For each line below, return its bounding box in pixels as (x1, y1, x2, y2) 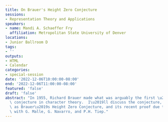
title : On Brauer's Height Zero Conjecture (5, 7, 97, 12)
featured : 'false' (5, 86, 43, 91)
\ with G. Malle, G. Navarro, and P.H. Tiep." (9, 109, 108, 115)
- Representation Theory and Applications (5, 16, 95, 21)
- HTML (5, 58, 19, 63)
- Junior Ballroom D (5, 40, 48, 45)
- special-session (5, 72, 43, 77)
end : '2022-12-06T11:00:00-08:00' (5, 81, 77, 86)
